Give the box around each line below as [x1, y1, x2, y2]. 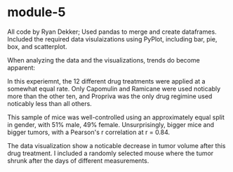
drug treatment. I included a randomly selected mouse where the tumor [7, 149, 214, 157]
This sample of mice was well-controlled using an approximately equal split [7, 113, 225, 121]
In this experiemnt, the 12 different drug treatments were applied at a [7, 77, 206, 85]
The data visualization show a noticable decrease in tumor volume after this [7, 141, 226, 150]
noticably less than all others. [7, 99, 93, 107]
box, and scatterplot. [7, 42, 67, 51]
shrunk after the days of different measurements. [7, 156, 149, 165]
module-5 [7, 4, 66, 20]
